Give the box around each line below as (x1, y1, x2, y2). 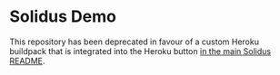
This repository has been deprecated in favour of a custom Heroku (9, 36, 259, 47)
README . (9, 55, 45, 66)
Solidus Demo (9, 6, 116, 27)
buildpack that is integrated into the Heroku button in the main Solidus (9, 45, 271, 56)
